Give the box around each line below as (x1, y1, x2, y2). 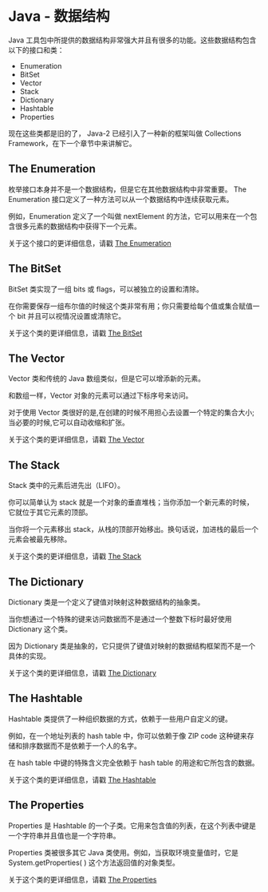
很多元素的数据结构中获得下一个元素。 (14, 221, 141, 231)
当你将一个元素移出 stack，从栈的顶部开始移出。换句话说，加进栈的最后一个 (8, 525, 259, 534)
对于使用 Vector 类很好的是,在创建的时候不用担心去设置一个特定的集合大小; (8, 408, 255, 418)
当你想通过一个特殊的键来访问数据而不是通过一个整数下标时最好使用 (8, 614, 232, 624)
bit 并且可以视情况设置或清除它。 (17, 311, 126, 320)
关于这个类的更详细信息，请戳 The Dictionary (8, 668, 157, 677)
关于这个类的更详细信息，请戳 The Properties (8, 874, 157, 884)
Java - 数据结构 (8, 7, 110, 26)
